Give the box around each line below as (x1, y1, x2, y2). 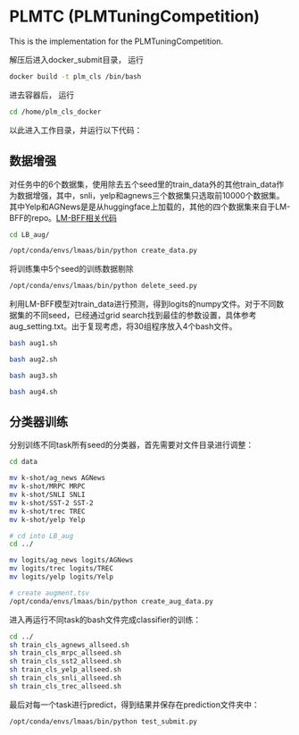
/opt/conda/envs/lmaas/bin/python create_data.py (9, 246, 198, 256)
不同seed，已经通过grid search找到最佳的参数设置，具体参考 (32, 310, 257, 321)
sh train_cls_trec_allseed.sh (9, 681, 122, 690)
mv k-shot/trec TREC (9, 507, 87, 516)
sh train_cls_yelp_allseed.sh (9, 665, 122, 674)
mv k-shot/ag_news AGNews (9, 474, 105, 483)
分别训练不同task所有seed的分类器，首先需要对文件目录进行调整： (9, 440, 254, 451)
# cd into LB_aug (9, 531, 74, 540)
